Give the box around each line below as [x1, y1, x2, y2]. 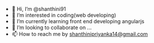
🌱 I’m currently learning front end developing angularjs [11, 18, 145, 24]
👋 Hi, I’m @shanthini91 [11, 6, 66, 12]
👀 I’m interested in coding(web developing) [11, 12, 116, 19]
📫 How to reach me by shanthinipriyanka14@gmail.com [11, 31, 148, 37]
